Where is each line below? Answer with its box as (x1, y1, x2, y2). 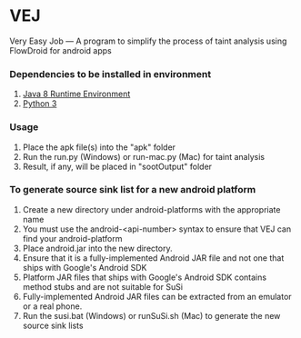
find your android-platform (22, 233, 123, 244)
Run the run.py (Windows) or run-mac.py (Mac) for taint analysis (22, 151, 266, 162)
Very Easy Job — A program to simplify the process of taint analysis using (9, 35, 287, 46)
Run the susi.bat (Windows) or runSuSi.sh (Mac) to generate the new (22, 310, 281, 321)
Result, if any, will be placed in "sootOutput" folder (22, 161, 212, 172)
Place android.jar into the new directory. (22, 243, 173, 253)
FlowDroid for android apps (9, 45, 112, 55)
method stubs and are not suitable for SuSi (22, 281, 184, 292)
